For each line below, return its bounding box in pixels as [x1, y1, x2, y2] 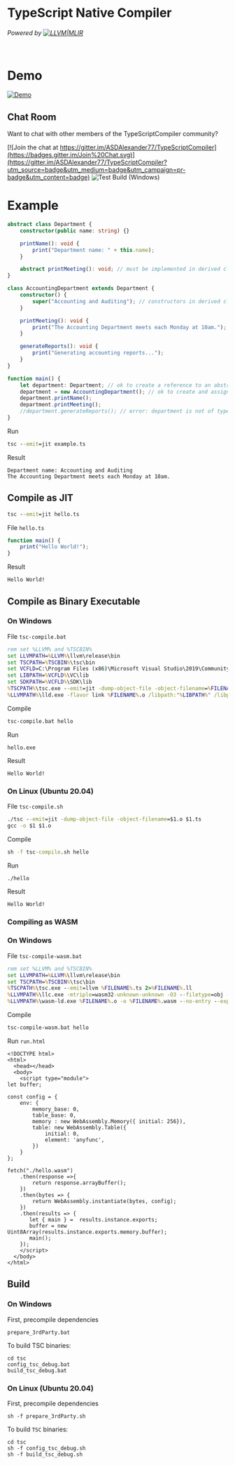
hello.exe [7, 744, 36, 751]
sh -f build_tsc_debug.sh [7, 1451, 83, 1458]
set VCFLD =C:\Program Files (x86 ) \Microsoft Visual [7, 665, 161, 672]
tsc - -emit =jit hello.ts [7, 510, 80, 517]
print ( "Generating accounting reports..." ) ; [32, 350, 164, 357]
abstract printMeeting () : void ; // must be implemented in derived [20, 265, 220, 273]
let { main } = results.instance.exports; [29, 1216, 158, 1223]
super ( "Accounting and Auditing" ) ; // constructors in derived [32, 298, 220, 305]
